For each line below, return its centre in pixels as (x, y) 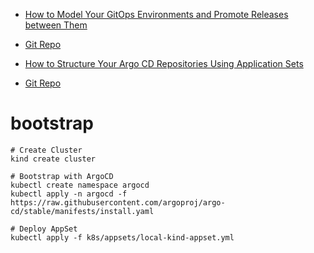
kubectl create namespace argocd (80, 185)
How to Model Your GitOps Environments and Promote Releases (156, 14)
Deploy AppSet (48, 229)
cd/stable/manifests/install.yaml (82, 211)
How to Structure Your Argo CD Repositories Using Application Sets (164, 63)
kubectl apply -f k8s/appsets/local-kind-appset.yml (122, 237)
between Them (56, 25)
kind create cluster (53, 159)
